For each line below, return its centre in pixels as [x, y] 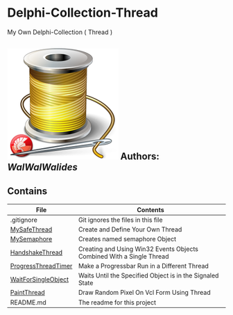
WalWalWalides [43, 167]
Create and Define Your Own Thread [130, 229]
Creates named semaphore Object [128, 239]
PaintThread [27, 293]
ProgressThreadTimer [41, 266]
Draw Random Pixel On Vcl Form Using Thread [145, 293]
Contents [150, 209]
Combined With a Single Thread [124, 256]
